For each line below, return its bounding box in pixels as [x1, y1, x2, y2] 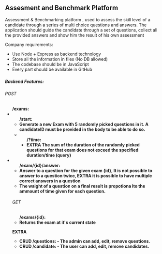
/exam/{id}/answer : [19, 162, 60, 168]
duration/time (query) [26, 152, 72, 158]
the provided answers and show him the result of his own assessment [5, 32, 144, 38]
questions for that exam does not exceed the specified [26, 147, 139, 153]
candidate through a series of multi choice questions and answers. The [5, 22, 147, 28]
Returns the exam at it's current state [19, 219, 96, 225]
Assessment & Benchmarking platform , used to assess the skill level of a [5, 16, 151, 22]
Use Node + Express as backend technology [12, 51, 101, 57]
